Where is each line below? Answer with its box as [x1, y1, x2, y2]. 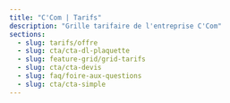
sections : [9, 30, 47, 39]
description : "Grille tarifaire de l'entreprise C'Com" [9, 21, 222, 30]
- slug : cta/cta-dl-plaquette [17, 47, 130, 56]
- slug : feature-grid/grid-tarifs [17, 55, 146, 64]
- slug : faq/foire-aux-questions [17, 72, 142, 81]
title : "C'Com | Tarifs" [9, 13, 102, 22]
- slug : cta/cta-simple [17, 80, 106, 89]
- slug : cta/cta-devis [17, 64, 102, 73]
